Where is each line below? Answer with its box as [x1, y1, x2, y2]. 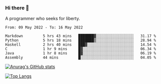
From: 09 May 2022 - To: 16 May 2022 [5, 25, 83, 30]
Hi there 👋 [5, 4, 30, 11]
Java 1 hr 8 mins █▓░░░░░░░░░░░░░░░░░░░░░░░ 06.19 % [5, 51, 156, 56]
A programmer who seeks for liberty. [5, 16, 80, 22]
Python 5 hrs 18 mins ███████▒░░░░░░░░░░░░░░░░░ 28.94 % [5, 38, 156, 43]
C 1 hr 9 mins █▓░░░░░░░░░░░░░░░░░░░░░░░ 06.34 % [5, 47, 156, 52]
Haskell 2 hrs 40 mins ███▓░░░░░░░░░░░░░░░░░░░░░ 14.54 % [5, 42, 156, 47]
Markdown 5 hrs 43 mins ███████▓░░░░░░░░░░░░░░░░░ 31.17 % [5, 34, 156, 39]
